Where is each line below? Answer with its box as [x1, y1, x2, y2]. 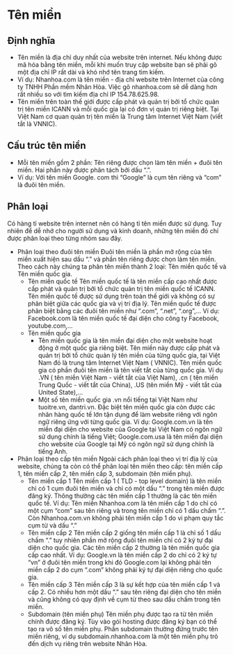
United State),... [38, 388, 83, 396]
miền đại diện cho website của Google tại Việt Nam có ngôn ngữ [38, 425, 223, 433]
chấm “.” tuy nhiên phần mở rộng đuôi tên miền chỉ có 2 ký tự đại [27, 536, 214, 544]
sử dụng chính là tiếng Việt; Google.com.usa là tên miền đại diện [38, 432, 223, 441]
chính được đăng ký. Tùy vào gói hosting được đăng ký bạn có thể [27, 617, 218, 626]
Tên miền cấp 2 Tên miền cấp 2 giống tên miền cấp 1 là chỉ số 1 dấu [27, 528, 221, 537]
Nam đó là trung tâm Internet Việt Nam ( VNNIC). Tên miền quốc [38, 358, 223, 367]
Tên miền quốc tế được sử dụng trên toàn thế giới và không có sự [27, 292, 216, 300]
